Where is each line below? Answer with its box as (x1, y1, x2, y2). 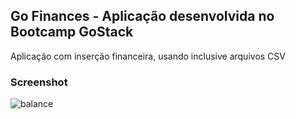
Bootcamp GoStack (10, 24, 134, 41)
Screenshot (10, 75, 68, 89)
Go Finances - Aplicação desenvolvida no (10, 8, 275, 25)
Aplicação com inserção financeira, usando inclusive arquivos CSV (10, 50, 286, 62)
